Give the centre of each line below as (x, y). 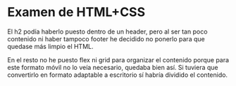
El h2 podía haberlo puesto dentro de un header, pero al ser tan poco (107, 31)
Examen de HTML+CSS (76, 12)
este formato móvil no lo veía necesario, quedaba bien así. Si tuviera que (113, 67)
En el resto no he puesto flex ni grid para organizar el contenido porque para (118, 59)
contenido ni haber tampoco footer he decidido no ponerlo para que (106, 38)
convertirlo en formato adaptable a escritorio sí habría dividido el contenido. (117, 75)
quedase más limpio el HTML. (50, 46)
